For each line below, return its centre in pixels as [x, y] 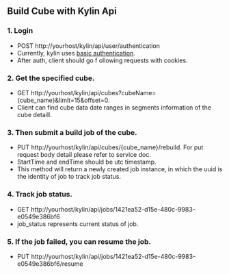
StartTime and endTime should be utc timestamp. [86, 162]
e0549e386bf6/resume [50, 264]
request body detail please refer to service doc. [84, 155]
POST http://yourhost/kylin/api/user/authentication [89, 46]
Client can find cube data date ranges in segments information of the [114, 107]
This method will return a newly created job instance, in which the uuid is [120, 169]
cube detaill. [35, 114]
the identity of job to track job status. [69, 177]
